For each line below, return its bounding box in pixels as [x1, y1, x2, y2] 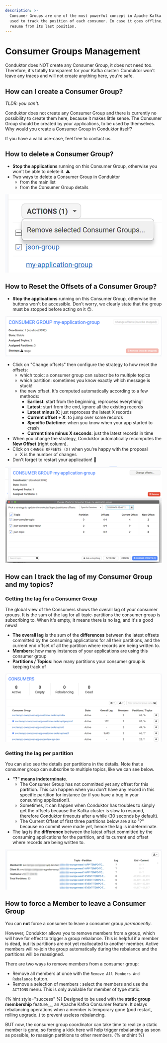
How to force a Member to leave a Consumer [5, 899, 146, 908]
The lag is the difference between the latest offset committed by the [12, 829, 153, 835]
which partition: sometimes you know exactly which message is [19, 378, 151, 383]
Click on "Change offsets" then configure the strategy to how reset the [12, 362, 158, 368]
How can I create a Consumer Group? [5, 87, 123, 95]
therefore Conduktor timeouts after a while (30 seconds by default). [19, 813, 159, 819]
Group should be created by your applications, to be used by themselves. [5, 121, 156, 126]
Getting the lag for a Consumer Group [5, 595, 98, 602]
